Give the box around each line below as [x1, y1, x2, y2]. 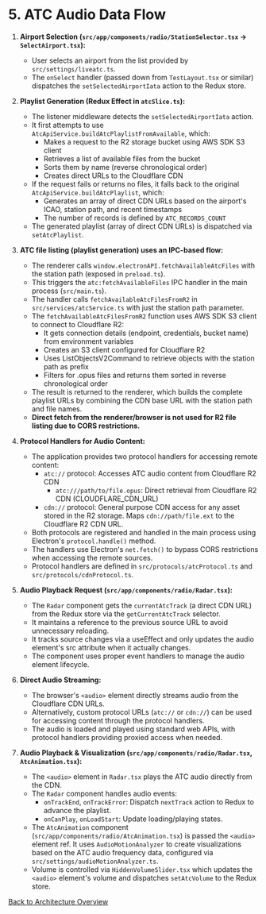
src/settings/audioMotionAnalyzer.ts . [31, 856, 159, 866]
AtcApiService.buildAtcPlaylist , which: [31, 187, 164, 197]
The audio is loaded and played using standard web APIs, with [31, 724, 236, 734]
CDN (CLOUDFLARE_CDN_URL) [55, 494, 159, 503]
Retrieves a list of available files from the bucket [43, 153, 201, 164]
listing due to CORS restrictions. [31, 421, 141, 430]
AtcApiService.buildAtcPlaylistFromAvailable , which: [31, 129, 210, 138]
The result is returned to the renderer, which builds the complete [31, 387, 243, 396]
